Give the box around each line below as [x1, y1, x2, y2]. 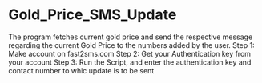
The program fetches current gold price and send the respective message [8, 32, 253, 41]
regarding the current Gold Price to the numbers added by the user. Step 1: [8, 40, 255, 49]
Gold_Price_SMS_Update [8, 6, 177, 24]
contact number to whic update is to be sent [8, 65, 155, 75]
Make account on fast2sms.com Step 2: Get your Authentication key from [8, 49, 251, 58]
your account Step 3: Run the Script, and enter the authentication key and [8, 57, 252, 67]
